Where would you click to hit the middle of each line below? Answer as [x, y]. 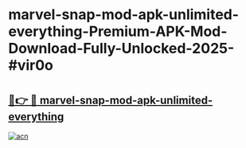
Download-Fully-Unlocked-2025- [121, 49]
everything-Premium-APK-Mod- [118, 31]
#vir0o [31, 66]
